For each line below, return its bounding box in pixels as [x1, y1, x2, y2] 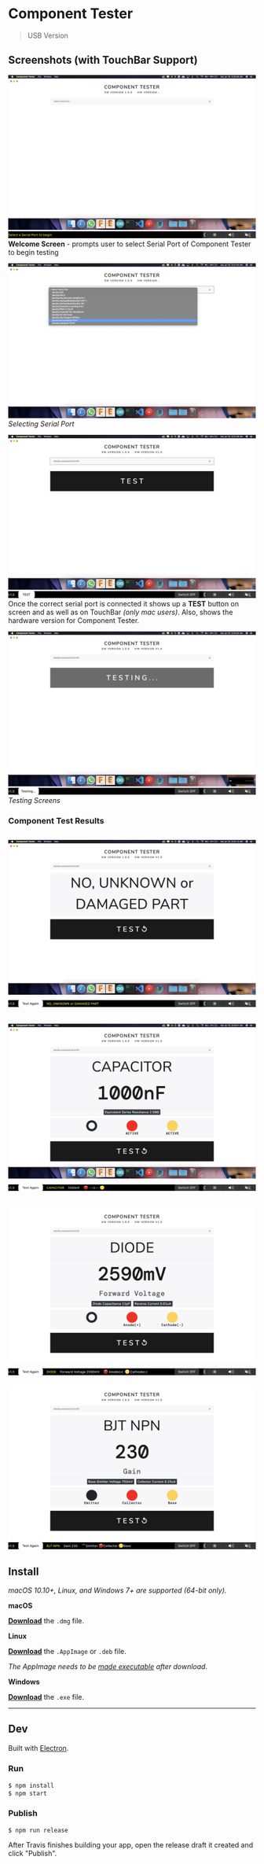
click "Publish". [8, 1849, 57, 1858]
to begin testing [8, 247, 59, 256]
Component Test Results [8, 815, 104, 826]
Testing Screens [8, 795, 60, 805]
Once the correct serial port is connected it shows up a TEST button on [8, 599, 240, 608]
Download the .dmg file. [8, 1616, 85, 1626]
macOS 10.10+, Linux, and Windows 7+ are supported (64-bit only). [8, 1586, 227, 1595]
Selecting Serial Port [8, 418, 75, 429]
